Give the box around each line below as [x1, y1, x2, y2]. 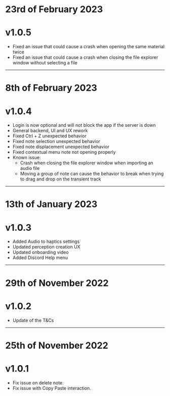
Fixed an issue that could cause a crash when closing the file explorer [12, 54, 158, 60]
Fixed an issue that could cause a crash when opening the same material [12, 44, 165, 50]
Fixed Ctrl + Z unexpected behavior [12, 133, 87, 139]
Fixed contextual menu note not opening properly [12, 149, 116, 155]
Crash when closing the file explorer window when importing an [20, 160, 153, 166]
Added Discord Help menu [12, 255, 68, 261]
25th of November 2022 [5, 340, 109, 351]
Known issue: [12, 155, 41, 161]
